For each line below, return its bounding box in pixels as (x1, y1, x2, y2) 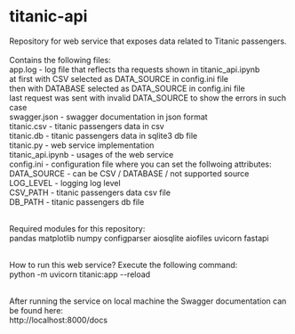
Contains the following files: (9, 54, 111, 65)
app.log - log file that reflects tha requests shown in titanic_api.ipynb (9, 64, 260, 75)
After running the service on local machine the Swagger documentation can (9, 296, 287, 306)
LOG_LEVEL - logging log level (9, 177, 122, 188)
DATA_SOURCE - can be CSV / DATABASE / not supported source (9, 167, 250, 179)
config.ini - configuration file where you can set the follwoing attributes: (9, 159, 272, 169)
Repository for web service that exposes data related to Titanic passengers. (9, 36, 287, 46)
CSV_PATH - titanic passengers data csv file (9, 187, 171, 198)
